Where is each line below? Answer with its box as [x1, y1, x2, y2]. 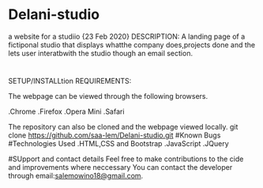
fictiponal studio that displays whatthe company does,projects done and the [8, 39, 256, 49]
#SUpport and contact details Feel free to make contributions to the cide [8, 154, 244, 164]
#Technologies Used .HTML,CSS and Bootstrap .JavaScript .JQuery [8, 139, 229, 149]
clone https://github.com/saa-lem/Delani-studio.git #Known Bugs [8, 130, 221, 140]
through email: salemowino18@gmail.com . [8, 171, 144, 181]
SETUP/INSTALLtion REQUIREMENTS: [8, 77, 132, 86]
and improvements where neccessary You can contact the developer [8, 163, 233, 172]
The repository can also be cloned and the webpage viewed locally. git [8, 122, 239, 132]
